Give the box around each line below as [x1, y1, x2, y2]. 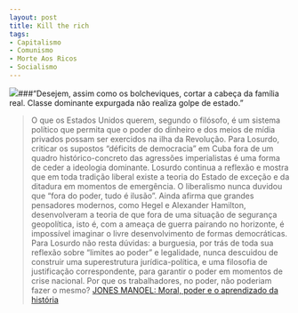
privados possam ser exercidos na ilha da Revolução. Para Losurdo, [30, 133, 280, 144]
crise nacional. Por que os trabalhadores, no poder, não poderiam [30, 275, 272, 285]
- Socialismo [9, 63, 58, 72]
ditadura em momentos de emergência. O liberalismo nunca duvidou [30, 181, 283, 191]
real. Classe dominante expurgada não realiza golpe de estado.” [9, 97, 244, 108]
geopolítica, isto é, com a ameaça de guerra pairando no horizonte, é [30, 219, 285, 229]
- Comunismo [9, 46, 53, 55]
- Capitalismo [9, 37, 62, 47]
